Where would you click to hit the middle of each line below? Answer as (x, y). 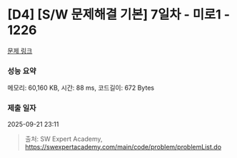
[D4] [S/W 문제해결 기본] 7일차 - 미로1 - (119, 15)
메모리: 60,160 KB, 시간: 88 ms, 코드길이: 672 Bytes (81, 88)
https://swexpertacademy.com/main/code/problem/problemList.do (123, 147)
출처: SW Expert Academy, (64, 139)
